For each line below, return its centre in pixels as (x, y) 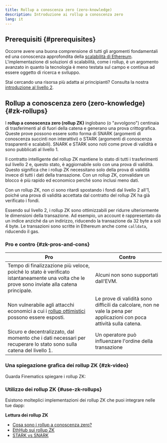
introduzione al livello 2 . (29, 87)
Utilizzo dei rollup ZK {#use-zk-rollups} (54, 389)
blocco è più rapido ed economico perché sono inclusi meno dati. (72, 180)
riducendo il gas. (22, 231)
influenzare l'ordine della (124, 341)
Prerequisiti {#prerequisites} (50, 39)
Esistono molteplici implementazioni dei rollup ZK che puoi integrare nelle (80, 400)
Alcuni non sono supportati (126, 275)
